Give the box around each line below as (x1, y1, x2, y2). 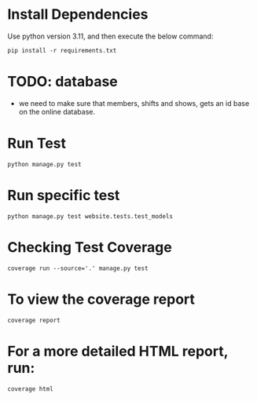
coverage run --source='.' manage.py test (7, 264, 149, 272)
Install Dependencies (7, 5, 149, 24)
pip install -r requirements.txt (7, 46, 117, 54)
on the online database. (18, 107, 96, 116)
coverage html (7, 385, 54, 393)
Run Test (7, 135, 66, 152)
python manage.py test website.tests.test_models (7, 212, 174, 221)
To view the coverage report (7, 290, 196, 308)
